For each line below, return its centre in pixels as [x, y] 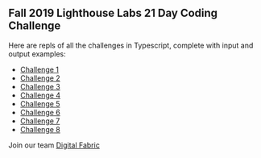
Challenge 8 [40, 129]
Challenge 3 [40, 86]
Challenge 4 [40, 95]
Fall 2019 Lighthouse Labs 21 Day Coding [113, 13]
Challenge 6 [40, 112]
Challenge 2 [40, 78]
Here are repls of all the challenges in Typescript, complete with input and [131, 45]
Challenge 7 [40, 121]
